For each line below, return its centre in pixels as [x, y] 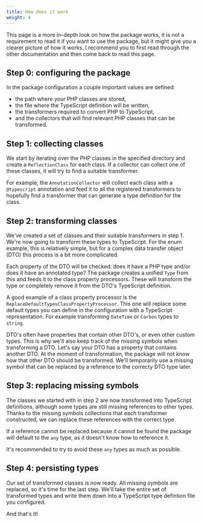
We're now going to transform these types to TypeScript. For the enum [94, 241]
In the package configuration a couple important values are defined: [91, 88]
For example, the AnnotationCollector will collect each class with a [90, 183]
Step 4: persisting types [52, 468]
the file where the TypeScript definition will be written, [82, 106]
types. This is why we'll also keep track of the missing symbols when [92, 341]
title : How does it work [37, 12]
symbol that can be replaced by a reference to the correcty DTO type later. [99, 366]
